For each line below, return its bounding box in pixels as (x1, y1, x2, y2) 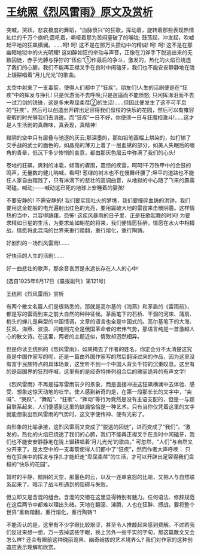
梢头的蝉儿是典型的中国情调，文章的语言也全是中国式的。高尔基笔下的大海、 (6, 317, 195, 325)
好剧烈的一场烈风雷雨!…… (6, 239, 70, 246)
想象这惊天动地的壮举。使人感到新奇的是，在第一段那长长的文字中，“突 (16, 388, 193, 395)
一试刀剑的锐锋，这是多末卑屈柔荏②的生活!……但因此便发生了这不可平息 (6, 99, 187, 106)
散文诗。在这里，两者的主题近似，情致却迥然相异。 (16, 332, 142, 340)
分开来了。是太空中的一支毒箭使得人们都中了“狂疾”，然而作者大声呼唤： (6, 445, 184, 453)
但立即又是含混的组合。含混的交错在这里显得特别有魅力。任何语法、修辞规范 (6, 493, 195, 500)
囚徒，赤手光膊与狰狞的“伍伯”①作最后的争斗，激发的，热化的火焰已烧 (11, 56, 186, 63)
